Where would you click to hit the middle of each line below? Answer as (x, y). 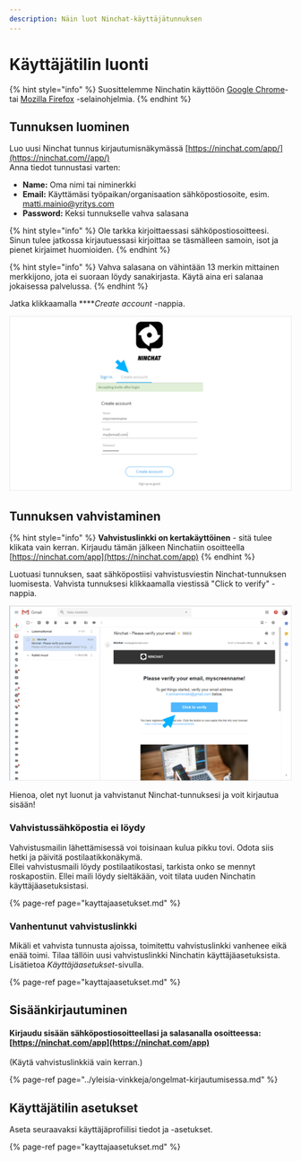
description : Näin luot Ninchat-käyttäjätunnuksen (106, 19)
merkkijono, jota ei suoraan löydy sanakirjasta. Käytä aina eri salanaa (137, 277)
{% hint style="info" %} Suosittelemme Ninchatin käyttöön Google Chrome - (149, 89)
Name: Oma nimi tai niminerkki (79, 185)
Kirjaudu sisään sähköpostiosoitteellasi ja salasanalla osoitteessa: (135, 1033)
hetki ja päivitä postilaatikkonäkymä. (76, 857)
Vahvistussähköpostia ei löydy (77, 827)
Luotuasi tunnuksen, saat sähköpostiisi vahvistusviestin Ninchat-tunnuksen (148, 575)
